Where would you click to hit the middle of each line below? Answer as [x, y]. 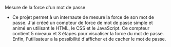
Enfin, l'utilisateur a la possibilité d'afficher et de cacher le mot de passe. [89, 39]
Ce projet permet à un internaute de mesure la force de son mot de [83, 17]
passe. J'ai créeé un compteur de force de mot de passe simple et [82, 23]
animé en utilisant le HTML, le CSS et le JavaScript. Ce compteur [81, 28]
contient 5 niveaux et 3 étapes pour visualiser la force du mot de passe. [88, 33]
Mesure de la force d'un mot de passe [45, 7]
